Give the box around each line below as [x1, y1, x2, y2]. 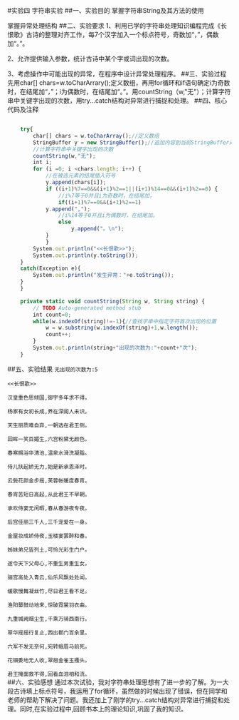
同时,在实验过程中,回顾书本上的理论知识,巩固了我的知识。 [19, 704, 188, 713]
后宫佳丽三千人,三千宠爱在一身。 [7, 518, 90, 526]
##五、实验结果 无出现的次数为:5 [7, 365, 98, 373]
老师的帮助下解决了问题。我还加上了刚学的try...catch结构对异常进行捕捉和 [7, 695, 224, 704]
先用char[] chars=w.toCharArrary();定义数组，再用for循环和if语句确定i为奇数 [7, 78, 230, 87]
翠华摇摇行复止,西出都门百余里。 [7, 629, 90, 637]
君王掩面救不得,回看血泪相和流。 [7, 670, 90, 678]
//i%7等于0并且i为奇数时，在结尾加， [58, 192, 155, 199]
